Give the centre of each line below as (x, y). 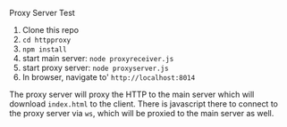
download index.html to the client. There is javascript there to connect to (144, 104)
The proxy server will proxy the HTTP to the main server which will (132, 94)
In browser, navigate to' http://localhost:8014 (109, 77)
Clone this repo (50, 30)
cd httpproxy (46, 40)
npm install (44, 50)
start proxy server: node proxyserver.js (95, 67)
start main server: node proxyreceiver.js (98, 58)
